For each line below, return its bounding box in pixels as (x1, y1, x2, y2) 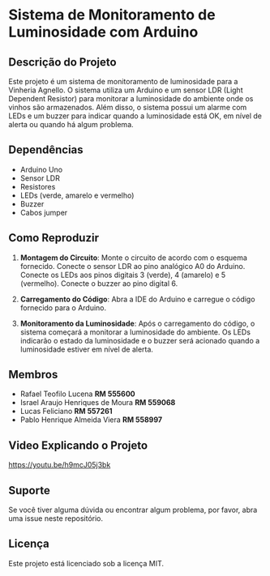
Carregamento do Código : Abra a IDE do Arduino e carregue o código (19, 294, 255, 304)
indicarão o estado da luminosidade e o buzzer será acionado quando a (19, 335, 260, 345)
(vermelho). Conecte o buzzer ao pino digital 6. (19, 278, 178, 288)
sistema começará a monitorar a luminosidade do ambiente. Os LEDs (19, 326, 251, 337)
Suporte (8, 484, 50, 497)
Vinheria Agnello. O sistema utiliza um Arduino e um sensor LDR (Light (8, 85, 243, 95)
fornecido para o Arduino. (19, 302, 107, 313)
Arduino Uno (19, 164, 63, 174)
